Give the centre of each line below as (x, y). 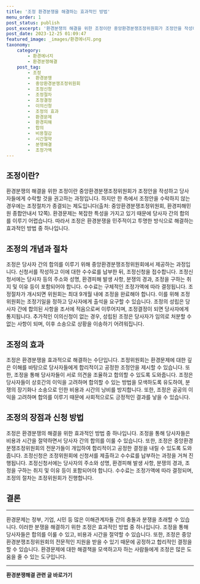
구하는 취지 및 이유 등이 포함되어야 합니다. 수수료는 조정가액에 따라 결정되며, (105, 470)
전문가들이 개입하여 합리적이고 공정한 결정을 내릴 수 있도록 (113, 448)
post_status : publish (33, 23)
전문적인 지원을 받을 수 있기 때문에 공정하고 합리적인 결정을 (124, 542)
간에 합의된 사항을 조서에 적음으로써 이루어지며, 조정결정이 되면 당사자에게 (103, 309)
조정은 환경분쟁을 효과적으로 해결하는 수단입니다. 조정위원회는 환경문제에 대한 (96, 360)
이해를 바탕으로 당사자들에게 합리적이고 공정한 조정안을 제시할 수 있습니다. (98, 367)
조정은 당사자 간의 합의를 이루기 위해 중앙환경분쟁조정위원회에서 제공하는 (90, 264)
